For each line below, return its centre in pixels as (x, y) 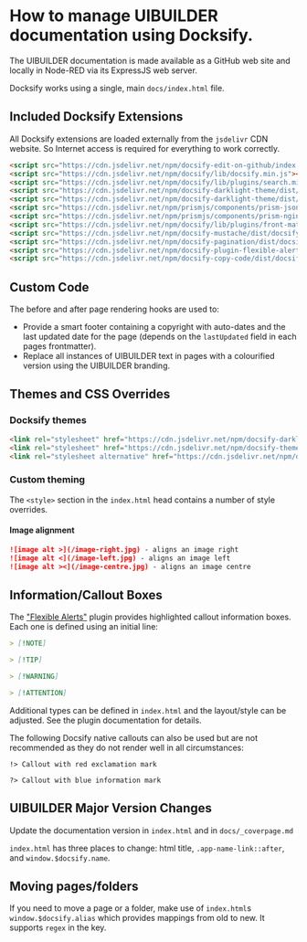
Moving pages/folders (74, 887)
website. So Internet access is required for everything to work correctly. (145, 148)
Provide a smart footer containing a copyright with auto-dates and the (154, 327)
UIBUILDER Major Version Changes (111, 808)
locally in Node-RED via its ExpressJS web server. (104, 70)
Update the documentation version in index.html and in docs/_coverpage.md (152, 830)
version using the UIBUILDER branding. (96, 365)
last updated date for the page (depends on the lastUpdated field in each (159, 337)
